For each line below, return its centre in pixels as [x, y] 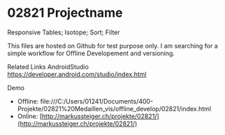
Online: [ [30, 116]
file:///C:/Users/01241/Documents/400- [97, 101]
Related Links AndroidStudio [48, 66]
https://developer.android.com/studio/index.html [77, 74]
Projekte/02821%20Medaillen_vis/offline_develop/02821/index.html [114, 108]
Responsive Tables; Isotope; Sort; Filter [64, 32]
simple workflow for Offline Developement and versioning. [91, 53]
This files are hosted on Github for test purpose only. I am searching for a [112, 45]
